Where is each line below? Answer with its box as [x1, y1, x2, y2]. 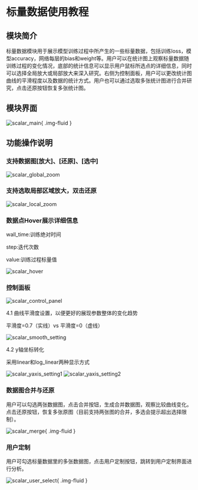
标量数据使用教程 [6, 5, 90, 19]
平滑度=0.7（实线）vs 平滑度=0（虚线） [6, 322, 103, 329]
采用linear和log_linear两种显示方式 [6, 358, 90, 366]
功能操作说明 [6, 138, 53, 148]
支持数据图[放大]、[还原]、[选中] [6, 157, 98, 165]
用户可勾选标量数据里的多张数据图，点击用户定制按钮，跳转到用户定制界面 [6, 458, 187, 465]
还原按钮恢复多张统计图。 [26, 84, 89, 92]
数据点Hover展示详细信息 [6, 216, 78, 224]
